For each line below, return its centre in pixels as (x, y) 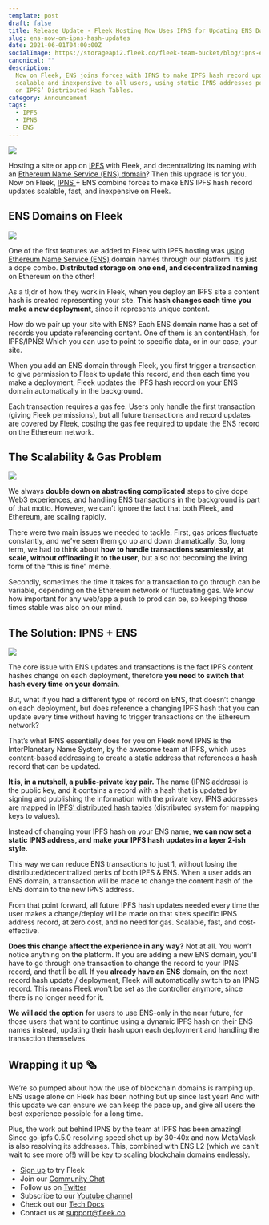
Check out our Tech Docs (62, 1204)
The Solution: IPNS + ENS (73, 633)
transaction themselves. (48, 1038)
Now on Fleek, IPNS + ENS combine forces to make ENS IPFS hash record (130, 182)
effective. (24, 931)
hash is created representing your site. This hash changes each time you (130, 300)
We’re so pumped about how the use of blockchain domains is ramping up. (132, 1088)
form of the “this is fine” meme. (60, 567)
